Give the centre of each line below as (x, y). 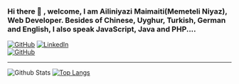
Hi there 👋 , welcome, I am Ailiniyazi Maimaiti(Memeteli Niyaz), (117, 11)
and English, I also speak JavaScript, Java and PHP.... (102, 29)
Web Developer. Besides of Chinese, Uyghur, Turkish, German (117, 20)
